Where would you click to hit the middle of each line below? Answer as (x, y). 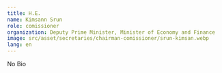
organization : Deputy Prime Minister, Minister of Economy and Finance (111, 32)
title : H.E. (24, 13)
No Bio (16, 64)
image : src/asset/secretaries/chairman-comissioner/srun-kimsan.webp (108, 39)
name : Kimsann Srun (35, 20)
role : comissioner (33, 26)
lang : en (19, 45)
